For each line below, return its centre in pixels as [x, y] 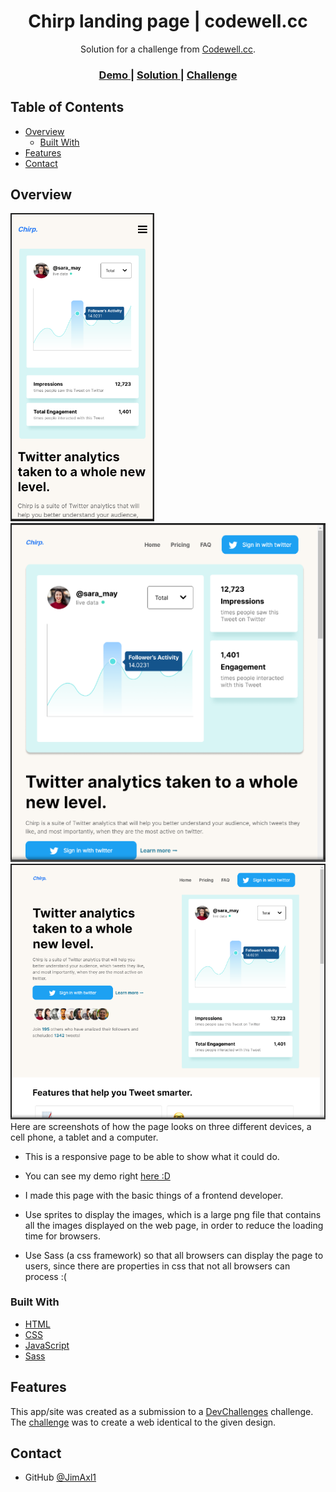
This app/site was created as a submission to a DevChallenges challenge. [162, 1411]
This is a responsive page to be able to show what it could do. [152, 1156]
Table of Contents [67, 107]
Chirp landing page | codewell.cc [168, 21]
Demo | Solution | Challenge [168, 75]
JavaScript [47, 1345]
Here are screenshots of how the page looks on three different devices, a [161, 1126]
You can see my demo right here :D [97, 1176]
